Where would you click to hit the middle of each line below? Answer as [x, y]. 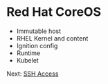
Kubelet [27, 60]
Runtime [28, 53]
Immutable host [39, 31]
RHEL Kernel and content [52, 38]
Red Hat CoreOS [54, 12]
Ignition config [37, 45]
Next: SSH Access [33, 74]
